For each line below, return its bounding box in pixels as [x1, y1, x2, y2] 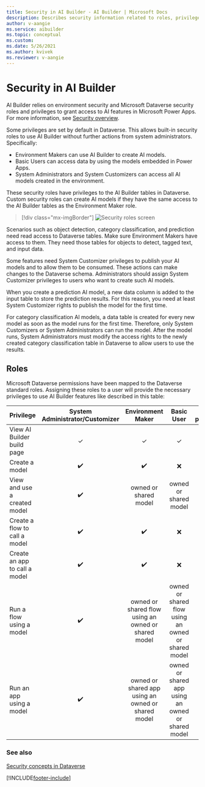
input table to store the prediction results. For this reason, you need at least [6, 295, 195, 302]
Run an [9, 684, 29, 693]
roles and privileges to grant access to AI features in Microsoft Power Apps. [6, 108, 196, 115]
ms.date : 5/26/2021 [6, 43, 56, 50]
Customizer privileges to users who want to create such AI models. [6, 276, 175, 284]
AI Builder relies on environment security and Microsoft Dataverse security [6, 101, 194, 108]
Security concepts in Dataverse [6, 762, 85, 769]
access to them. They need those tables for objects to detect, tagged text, [6, 238, 193, 246]
